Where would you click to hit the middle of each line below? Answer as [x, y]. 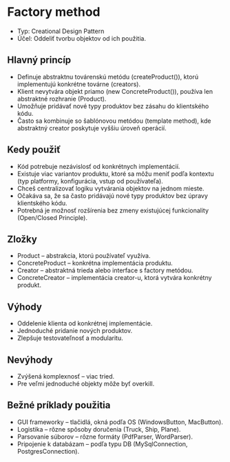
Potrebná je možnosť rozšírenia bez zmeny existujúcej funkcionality [113, 210]
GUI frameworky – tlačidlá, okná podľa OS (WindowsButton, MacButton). [120, 422]
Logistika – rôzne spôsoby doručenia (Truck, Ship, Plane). [99, 429]
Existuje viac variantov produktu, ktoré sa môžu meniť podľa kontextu [116, 174]
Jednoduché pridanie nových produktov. [75, 331]
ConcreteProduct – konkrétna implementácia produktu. [95, 263]
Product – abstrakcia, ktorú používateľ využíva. [84, 256]
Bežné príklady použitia [59, 405]
